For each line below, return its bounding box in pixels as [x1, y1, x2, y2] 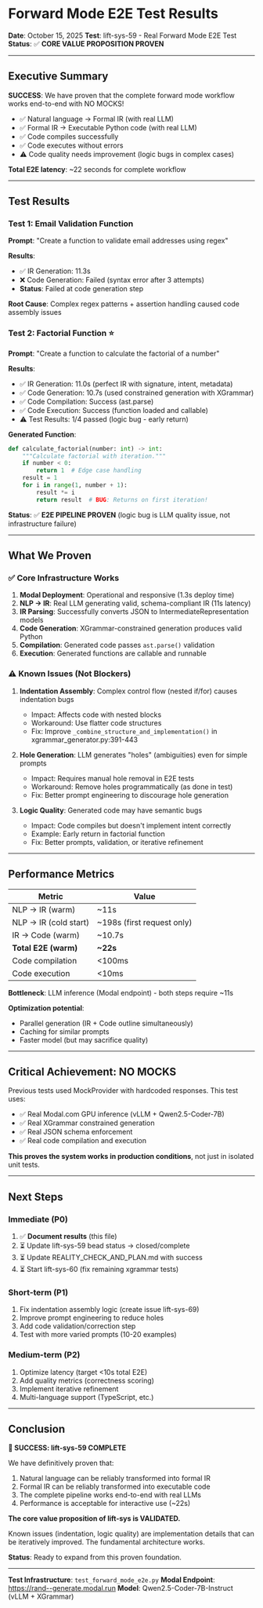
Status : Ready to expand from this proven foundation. [8, 1552, 182, 1562]
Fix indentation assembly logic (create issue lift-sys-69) [19, 1305, 200, 1314]
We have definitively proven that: [8, 1458, 114, 1468]
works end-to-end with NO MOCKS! [8, 99, 124, 108]
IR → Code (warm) [12, 930, 81, 941]
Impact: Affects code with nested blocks [31, 710, 162, 719]
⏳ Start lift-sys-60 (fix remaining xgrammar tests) [19, 1265, 179, 1274]
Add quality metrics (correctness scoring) [19, 1376, 155, 1385]
